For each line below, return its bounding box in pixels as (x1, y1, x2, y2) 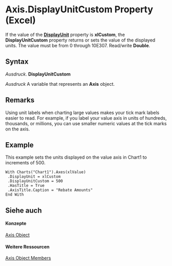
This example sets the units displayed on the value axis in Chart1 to (5, 154, 147, 160)
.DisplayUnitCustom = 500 (7, 179, 63, 184)
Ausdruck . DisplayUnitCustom (5, 71, 71, 77)
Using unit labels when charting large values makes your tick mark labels (5, 109, 160, 116)
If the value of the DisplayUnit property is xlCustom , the (5, 31, 125, 37)
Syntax (5, 58, 29, 66)
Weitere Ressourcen (5, 243, 50, 250)
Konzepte (5, 220, 27, 226)
